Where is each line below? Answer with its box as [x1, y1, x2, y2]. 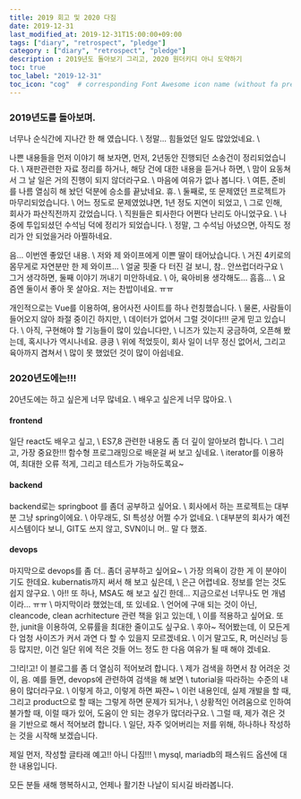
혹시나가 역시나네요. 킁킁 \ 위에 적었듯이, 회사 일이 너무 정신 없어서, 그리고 [28, 335, 287, 346]
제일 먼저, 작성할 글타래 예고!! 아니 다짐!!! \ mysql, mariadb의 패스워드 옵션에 [9, 749, 278, 760]
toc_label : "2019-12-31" [9, 72, 102, 81]
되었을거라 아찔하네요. [35, 230, 113, 241]
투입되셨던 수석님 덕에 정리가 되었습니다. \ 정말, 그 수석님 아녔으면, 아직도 [25, 219, 282, 230]
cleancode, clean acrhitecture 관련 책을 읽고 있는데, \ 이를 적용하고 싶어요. [9, 610, 275, 621]
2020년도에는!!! [9, 371, 77, 384]
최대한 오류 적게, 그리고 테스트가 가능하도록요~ [21, 458, 185, 469]
